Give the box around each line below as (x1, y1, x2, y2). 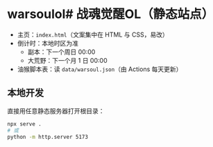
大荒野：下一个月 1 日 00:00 (27, 56, 108, 64)
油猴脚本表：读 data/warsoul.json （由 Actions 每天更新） (17, 65, 182, 73)
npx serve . (7, 120, 42, 128)
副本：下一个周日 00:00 (27, 48, 96, 56)
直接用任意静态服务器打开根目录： (7, 106, 105, 115)
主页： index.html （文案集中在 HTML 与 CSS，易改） (17, 30, 169, 39)
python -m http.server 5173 (7, 133, 89, 140)
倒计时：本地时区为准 (17, 39, 78, 47)
